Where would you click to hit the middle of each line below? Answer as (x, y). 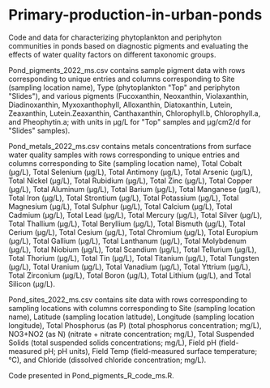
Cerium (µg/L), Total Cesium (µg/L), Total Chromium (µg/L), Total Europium (133, 232)
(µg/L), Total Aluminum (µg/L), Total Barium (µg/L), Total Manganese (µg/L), (135, 189)
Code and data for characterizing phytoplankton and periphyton (115, 37)
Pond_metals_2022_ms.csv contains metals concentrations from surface (130, 146)
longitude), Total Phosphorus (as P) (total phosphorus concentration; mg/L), (135, 325)
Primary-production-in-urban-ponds (135, 15)
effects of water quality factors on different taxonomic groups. (112, 54)
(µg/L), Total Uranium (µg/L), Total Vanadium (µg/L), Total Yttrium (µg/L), (130, 266)
